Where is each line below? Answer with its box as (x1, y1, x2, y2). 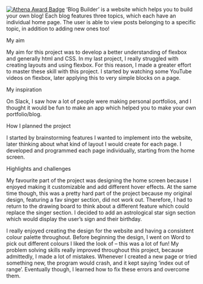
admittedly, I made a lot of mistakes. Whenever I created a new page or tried (6, 253, 197, 260)
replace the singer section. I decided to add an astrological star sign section (6, 209, 196, 216)
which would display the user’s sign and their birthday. (6, 216, 142, 222)
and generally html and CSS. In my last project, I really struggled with (6, 55, 179, 62)
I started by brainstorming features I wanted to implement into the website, (6, 134, 193, 141)
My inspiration (6, 86, 42, 93)
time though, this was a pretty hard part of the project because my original (6, 190, 192, 197)
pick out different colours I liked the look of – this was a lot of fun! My (6, 240, 179, 247)
